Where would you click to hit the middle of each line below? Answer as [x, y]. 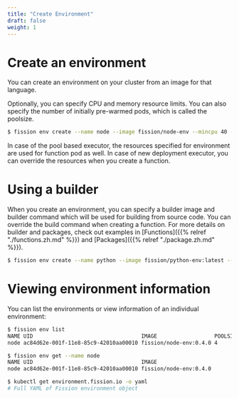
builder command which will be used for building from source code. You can [119, 217]
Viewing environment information [109, 289]
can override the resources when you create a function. [89, 161]
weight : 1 [22, 27]
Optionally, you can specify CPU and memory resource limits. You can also [117, 103]
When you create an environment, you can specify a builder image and [111, 209]
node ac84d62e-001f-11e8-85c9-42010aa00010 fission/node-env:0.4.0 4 [113, 343]
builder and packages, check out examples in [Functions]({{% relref [107, 232]
